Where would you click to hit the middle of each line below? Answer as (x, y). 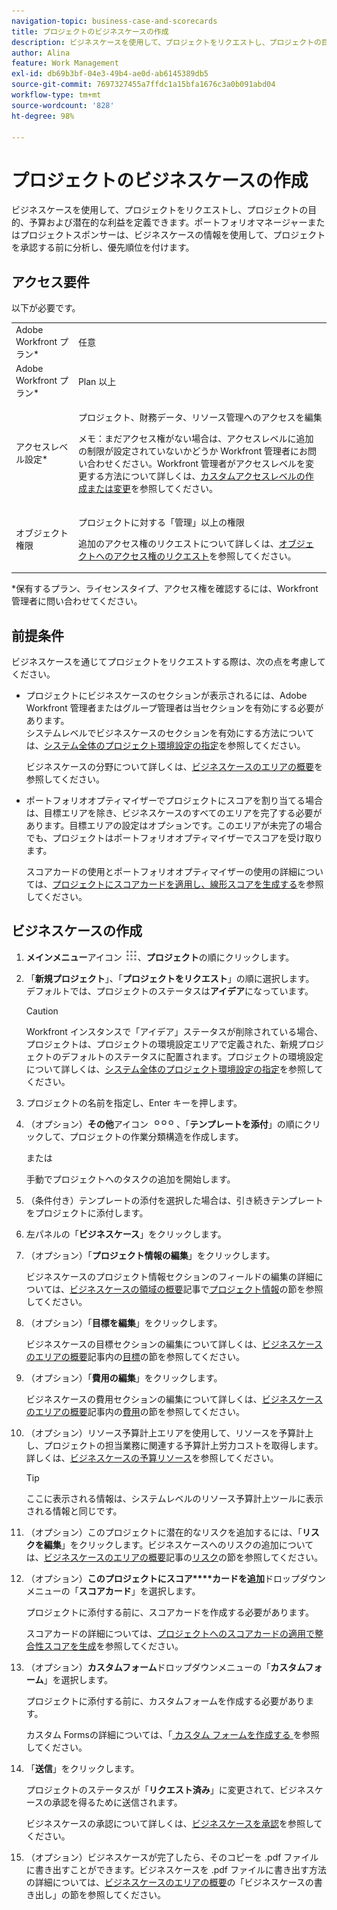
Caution (42, 1011)
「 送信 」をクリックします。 (82, 1768)
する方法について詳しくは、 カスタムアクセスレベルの (196, 476)
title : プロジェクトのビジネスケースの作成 (90, 31)
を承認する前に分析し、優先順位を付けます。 (103, 247)
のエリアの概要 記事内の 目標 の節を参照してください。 (135, 1356)
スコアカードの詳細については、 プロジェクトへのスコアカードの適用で (170, 1633)
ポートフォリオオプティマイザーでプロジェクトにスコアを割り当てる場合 (174, 800)
